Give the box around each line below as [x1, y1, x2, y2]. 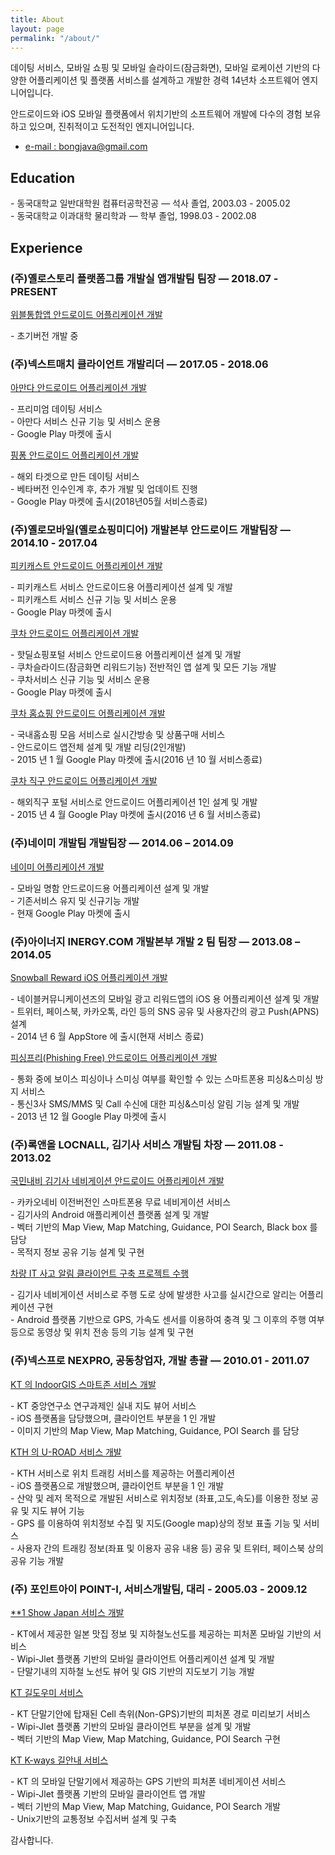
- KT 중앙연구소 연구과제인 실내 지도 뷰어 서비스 [10, 1399, 197, 1411]
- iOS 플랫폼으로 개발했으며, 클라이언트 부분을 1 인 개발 [10, 1479, 225, 1491]
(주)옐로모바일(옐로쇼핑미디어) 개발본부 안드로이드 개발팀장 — [10, 523, 291, 537]
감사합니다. [10, 1834, 54, 1846]
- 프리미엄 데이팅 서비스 [10, 403, 103, 415]
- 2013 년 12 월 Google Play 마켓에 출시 [10, 1111, 167, 1123]
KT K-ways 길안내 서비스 [10, 1754, 109, 1766]
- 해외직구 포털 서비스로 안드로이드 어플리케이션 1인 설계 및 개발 [10, 796, 258, 808]
